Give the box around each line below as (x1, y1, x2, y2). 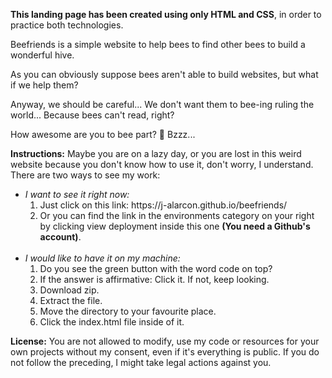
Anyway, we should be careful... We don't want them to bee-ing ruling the (10, 99, 315, 110)
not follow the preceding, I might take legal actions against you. (10, 357, 272, 368)
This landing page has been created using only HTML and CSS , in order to (10, 9, 322, 20)
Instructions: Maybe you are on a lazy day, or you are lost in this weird (10, 148, 302, 159)
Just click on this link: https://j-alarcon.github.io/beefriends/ (39, 199, 288, 211)
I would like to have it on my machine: (24, 252, 181, 264)
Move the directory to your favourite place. (39, 305, 217, 317)
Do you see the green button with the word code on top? (39, 263, 273, 274)
